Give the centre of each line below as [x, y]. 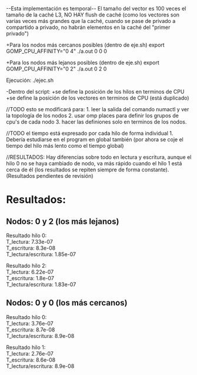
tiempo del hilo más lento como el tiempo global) [65, 146]
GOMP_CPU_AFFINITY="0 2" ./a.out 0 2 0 [56, 69]
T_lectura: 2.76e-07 [30, 353]
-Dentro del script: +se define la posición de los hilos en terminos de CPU [95, 92]
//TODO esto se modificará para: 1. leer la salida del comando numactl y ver [98, 109]
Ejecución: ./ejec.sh [30, 80]
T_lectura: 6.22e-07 [30, 272]
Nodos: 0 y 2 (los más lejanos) [63, 221]
